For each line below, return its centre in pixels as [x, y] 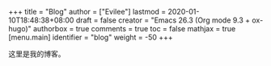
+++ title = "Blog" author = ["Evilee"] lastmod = [87, 12]
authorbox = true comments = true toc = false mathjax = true [134, 29]
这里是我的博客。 [37, 54]
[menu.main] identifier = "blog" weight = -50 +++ [91, 37]
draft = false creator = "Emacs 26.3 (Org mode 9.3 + [163, 20]
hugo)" [20, 29]
